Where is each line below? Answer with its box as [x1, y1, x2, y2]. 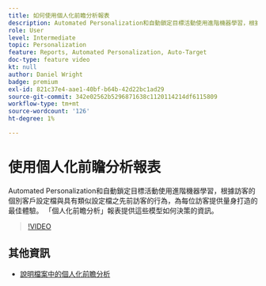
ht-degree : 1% [8, 115, 55, 123]
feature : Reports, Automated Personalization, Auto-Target [8, 48, 207, 56]
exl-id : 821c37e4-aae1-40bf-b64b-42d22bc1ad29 [8, 85, 165, 93]
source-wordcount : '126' [8, 108, 90, 116]
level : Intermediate [8, 33, 77, 42]
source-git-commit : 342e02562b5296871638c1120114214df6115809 [8, 93, 218, 101]
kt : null [8, 63, 37, 71]
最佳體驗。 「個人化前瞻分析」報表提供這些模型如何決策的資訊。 [8, 205, 218, 215]
